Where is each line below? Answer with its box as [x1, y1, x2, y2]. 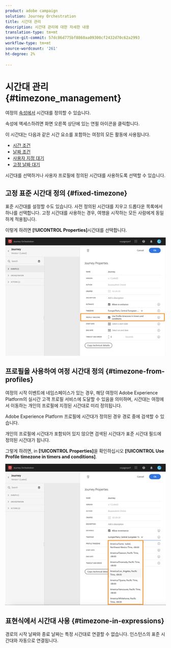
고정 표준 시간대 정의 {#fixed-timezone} [5, 189, 128, 197]
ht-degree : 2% [5, 51, 36, 56]
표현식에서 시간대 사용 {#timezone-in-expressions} [5, 616, 164, 625]
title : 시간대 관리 [5, 19, 41, 24]
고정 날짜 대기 [12, 162, 40, 168]
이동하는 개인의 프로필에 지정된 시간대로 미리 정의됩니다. [10, 402, 122, 409]
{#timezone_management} [5, 92, 122, 104]
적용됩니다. [14, 216, 37, 222]
